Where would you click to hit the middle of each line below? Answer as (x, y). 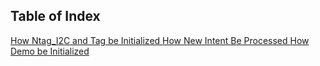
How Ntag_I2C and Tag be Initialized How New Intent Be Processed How (160, 40)
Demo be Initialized (50, 51)
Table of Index (55, 16)
